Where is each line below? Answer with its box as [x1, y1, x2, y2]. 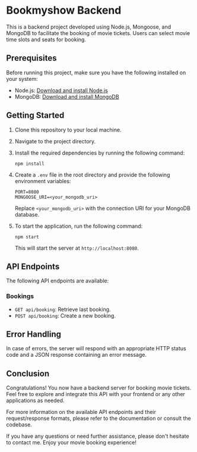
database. [14, 211, 40, 218]
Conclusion [6, 368, 50, 378]
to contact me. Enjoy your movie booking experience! [6, 439, 136, 446]
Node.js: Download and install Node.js [14, 87, 108, 94]
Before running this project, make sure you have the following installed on [6, 69, 186, 76]
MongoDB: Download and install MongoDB [14, 93, 120, 100]
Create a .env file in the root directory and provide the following [14, 171, 170, 178]
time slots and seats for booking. [6, 36, 86, 43]
